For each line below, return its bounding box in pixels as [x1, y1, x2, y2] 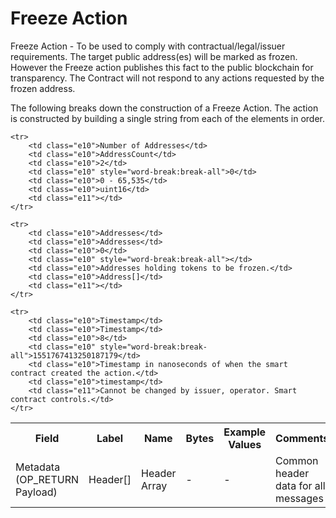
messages [275, 491, 324, 505]
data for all [275, 478, 326, 492]
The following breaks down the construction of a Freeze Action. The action [10, 102, 319, 114]
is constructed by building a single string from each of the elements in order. [10, 112, 326, 124]
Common [275, 453, 319, 467]
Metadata [15, 460, 61, 474]
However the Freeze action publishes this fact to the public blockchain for [10, 61, 314, 73]
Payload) [15, 485, 58, 499]
